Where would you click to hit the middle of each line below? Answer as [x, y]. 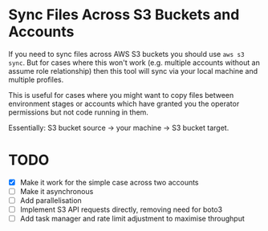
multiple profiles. [36, 79]
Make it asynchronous [57, 191]
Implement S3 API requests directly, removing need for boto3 [121, 209]
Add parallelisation [51, 201]
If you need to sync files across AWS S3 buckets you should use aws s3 [126, 54]
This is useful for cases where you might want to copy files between [121, 95]
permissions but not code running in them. [78, 112]
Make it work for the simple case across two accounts [109, 182]
